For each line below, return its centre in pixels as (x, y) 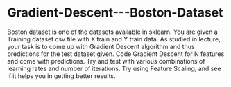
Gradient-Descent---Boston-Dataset (115, 13)
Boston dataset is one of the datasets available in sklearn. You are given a (113, 32)
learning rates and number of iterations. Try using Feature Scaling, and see (114, 68)
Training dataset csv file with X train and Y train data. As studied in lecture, (114, 39)
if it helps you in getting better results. (61, 76)
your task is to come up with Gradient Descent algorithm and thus (101, 46)
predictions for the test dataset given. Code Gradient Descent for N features (116, 54)
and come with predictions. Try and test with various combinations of (106, 61)
